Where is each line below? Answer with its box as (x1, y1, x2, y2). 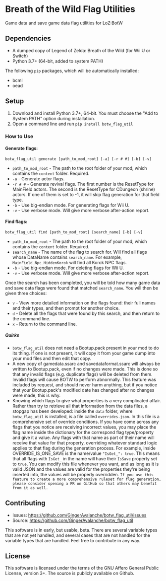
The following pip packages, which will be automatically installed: (5, 68, 139, 73)
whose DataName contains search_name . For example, (12, 254, 122, 260)
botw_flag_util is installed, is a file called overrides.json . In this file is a (12, 413, 160, 419)
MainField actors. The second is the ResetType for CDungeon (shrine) (12, 186, 155, 192)
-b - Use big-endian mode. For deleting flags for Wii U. (12, 265, 124, 271)
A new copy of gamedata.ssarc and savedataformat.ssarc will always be (12, 361, 160, 366)
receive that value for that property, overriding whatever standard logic (12, 439, 158, 445)
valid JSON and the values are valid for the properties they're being (12, 466, 150, 472)
